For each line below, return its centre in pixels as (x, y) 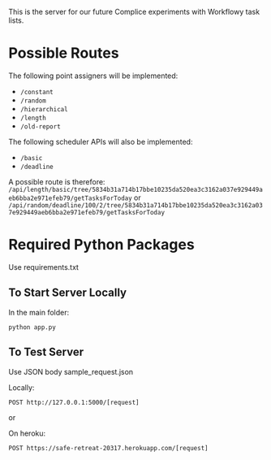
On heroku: (27, 433)
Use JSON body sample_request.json (71, 371)
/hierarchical (44, 109)
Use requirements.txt (44, 267)
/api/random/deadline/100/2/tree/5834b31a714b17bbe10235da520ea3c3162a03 (136, 205)
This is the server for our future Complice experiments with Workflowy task (134, 12)
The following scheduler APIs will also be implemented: (101, 141)
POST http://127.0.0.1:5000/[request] (74, 402)
